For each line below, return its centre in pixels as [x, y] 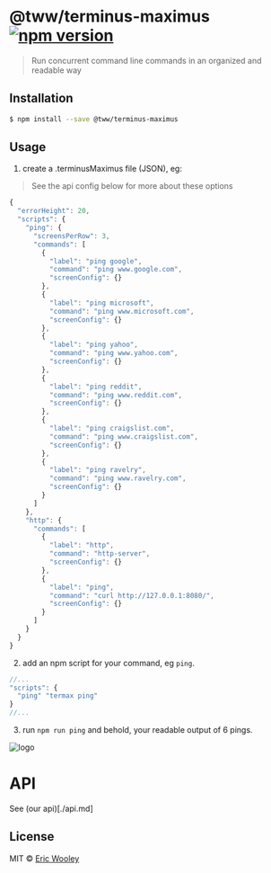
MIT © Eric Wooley [44, 858]
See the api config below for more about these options [132, 186]
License [32, 837]
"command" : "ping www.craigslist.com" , [124, 436]
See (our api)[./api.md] [51, 808]
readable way [57, 70]
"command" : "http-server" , [100, 554]
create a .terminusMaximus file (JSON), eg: [102, 169]
